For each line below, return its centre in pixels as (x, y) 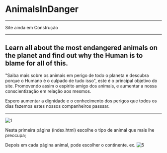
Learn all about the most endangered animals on (82, 48)
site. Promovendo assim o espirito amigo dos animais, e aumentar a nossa (81, 86)
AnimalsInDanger (42, 9)
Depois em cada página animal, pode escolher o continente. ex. (70, 145)
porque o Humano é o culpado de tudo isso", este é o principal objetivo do (81, 80)
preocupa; (16, 135)
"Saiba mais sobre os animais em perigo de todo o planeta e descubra (77, 75)
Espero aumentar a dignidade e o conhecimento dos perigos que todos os (81, 101)
